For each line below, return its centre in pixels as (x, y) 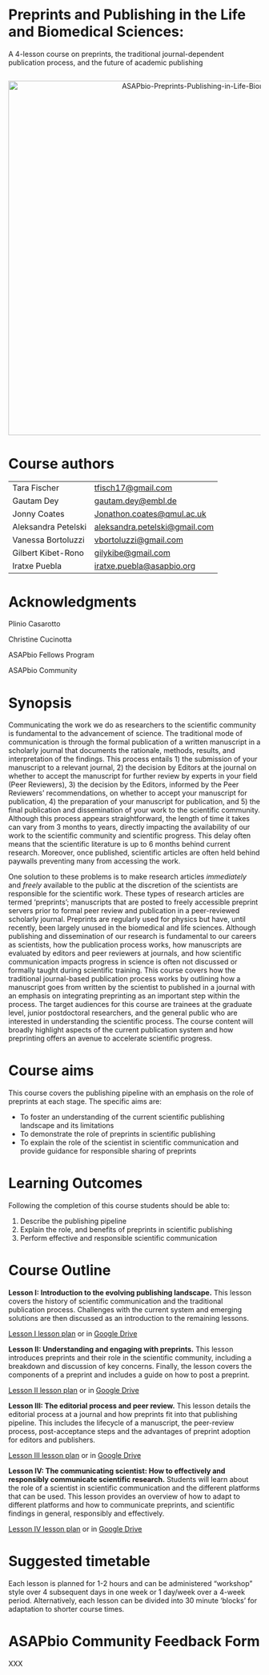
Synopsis (40, 703)
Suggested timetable (79, 1562)
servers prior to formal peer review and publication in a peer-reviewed (124, 911)
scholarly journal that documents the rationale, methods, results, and (122, 751)
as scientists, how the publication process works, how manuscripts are (125, 945)
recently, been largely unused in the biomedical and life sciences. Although (132, 928)
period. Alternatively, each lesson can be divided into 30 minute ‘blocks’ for (133, 1601)
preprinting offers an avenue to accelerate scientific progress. (110, 1038)
